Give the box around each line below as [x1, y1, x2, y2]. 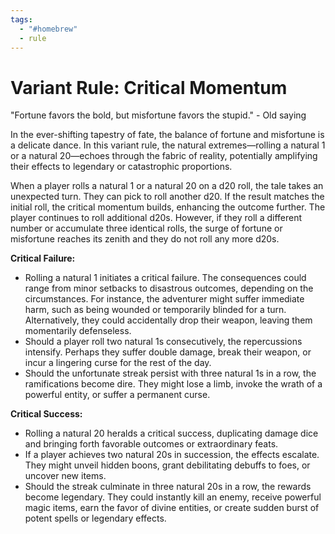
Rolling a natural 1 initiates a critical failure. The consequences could [24, 272, 307, 284]
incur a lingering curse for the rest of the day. [24, 357, 212, 369]
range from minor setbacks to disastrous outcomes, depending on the [24, 282, 314, 295]
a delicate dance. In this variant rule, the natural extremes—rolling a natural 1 [10, 139, 326, 151]
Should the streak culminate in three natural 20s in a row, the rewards [24, 481, 312, 493]
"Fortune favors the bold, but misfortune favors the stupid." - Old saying [10, 109, 307, 121]
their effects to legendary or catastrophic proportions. [10, 161, 233, 173]
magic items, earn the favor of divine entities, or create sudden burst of [24, 502, 320, 514]
